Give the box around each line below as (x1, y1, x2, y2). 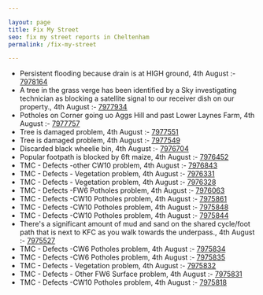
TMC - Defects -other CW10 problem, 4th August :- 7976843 (19, 160, 218, 170)
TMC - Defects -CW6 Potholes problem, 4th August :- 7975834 (19, 245, 226, 254)
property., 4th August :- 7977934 (19, 102, 128, 112)
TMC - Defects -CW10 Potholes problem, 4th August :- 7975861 (19, 194, 227, 204)
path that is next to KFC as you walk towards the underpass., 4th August (19, 227, 255, 237)
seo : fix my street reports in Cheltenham (8, 33, 150, 41)
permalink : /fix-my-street (8, 40, 97, 48)
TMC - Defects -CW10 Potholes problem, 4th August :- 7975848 (19, 202, 229, 212)
